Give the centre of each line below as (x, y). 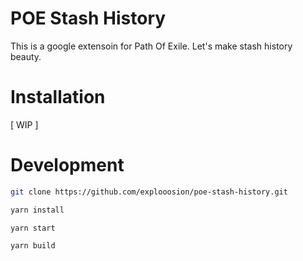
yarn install (37, 210)
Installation (58, 97)
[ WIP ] (24, 124)
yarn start (33, 228)
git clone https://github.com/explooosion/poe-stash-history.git (149, 192)
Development (67, 165)
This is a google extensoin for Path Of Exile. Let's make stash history (151, 46)
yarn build (33, 246)
